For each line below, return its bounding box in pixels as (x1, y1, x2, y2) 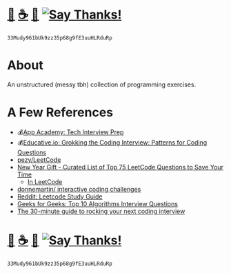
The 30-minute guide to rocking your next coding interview (17, 207, 185, 215)
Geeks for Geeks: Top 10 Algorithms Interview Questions (17, 199, 178, 208)
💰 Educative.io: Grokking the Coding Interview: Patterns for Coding (17, 138, 208, 147)
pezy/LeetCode (17, 155, 61, 164)
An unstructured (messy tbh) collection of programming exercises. (7, 80, 197, 89)
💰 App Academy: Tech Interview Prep (17, 127, 124, 136)
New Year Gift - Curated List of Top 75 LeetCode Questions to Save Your (17, 163, 224, 171)
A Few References (7, 104, 114, 120)
